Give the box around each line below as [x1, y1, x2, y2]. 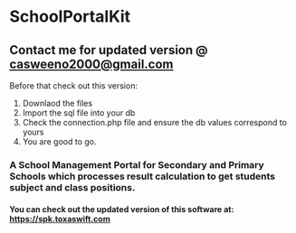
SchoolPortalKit [9, 6, 131, 27]
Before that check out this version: [9, 80, 138, 91]
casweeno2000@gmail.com [9, 56, 174, 71]
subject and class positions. [9, 181, 136, 193]
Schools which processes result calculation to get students [9, 170, 276, 182]
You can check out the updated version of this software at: [9, 203, 234, 214]
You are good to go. [22, 136, 97, 146]
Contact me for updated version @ [9, 42, 208, 58]
